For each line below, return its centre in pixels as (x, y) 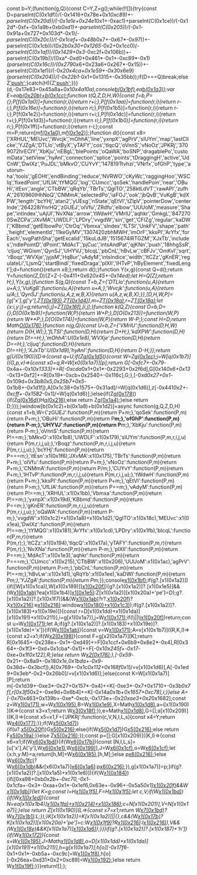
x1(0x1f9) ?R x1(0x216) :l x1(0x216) (128, 822)
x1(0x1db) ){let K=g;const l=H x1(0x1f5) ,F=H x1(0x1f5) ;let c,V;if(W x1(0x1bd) (94, 791)
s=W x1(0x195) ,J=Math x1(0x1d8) (45, 841)
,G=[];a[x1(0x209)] (166, 711)
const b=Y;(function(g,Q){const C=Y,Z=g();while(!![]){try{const (82, 8)
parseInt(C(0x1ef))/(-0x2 (36, 70)
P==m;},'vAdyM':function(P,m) (146, 487)
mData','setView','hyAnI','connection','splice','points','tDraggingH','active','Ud (98, 158)
